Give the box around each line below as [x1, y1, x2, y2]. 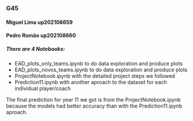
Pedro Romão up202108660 [6, 32, 76, 39]
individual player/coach [14, 85, 71, 92]
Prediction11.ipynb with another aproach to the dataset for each [14, 79, 167, 86]
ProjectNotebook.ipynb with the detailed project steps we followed [14, 72, 175, 79]
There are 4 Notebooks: [6, 45, 66, 52]
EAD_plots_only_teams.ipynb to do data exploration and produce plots [14, 60, 183, 67]
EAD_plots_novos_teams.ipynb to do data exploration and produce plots [14, 66, 188, 74]
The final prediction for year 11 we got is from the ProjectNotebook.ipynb [6, 96, 181, 103]
